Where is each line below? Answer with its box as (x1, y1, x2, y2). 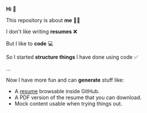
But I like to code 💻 (6, 40, 54, 47)
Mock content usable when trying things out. (14, 100, 123, 107)
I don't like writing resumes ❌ (6, 28, 78, 35)
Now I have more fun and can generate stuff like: (6, 76, 124, 83)
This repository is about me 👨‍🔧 (6, 17, 80, 23)
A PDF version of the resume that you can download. (14, 94, 142, 101)
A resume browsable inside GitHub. (14, 88, 100, 94)
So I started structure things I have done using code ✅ (6, 54, 139, 61)
